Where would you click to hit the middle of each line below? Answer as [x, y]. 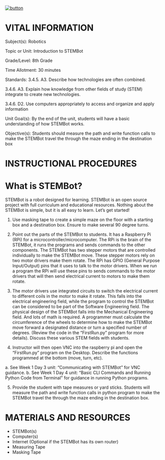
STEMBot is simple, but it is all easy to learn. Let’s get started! [68, 210]
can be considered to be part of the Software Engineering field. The [81, 307]
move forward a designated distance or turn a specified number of [80, 328]
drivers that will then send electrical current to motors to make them [81, 276]
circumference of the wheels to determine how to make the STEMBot [82, 322]
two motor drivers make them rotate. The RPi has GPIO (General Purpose [86, 260]
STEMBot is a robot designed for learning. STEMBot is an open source [76, 200]
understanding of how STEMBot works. [45, 124]
